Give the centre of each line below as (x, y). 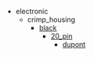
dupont (74, 45)
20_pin (61, 36)
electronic (32, 11)
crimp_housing (51, 20)
